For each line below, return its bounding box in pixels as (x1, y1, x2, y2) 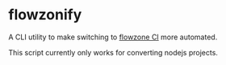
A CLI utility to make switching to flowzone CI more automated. (8, 32, 218, 42)
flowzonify (8, 6, 82, 24)
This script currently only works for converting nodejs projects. (8, 47, 218, 57)
